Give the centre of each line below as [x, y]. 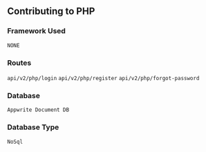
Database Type [33, 127]
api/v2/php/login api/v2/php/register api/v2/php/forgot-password [103, 78]
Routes [19, 63]
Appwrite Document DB [38, 110]
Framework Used [36, 31]
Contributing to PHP [51, 11]
